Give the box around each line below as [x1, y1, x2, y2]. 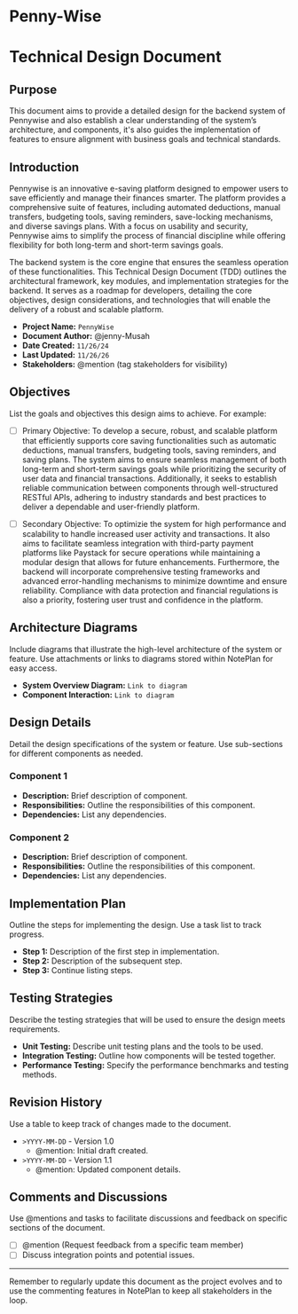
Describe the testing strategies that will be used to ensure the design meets [9, 1014, 286, 1025]
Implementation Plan [9, 896, 127, 911]
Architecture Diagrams [9, 620, 138, 635]
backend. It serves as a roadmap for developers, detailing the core [9, 286, 253, 295]
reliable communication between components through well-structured [21, 482, 278, 493]
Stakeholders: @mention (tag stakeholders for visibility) [21, 359, 228, 369]
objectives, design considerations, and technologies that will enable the [9, 295, 271, 305]
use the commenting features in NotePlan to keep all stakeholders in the [9, 1285, 272, 1296]
